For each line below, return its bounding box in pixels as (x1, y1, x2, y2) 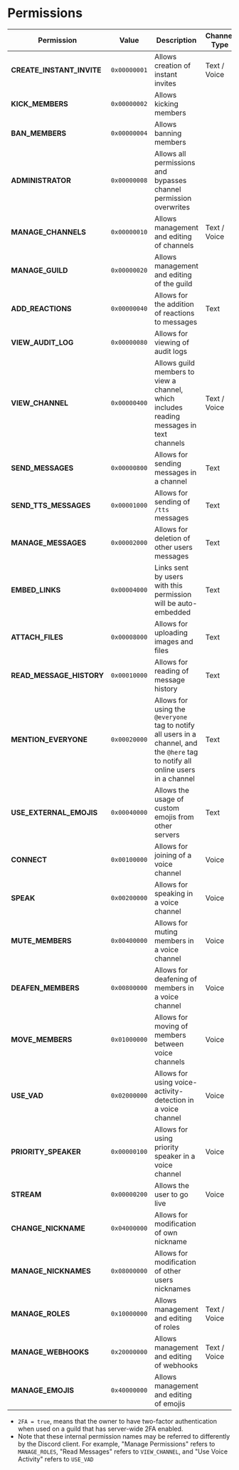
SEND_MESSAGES (11, 463, 74, 473)
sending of (154, 496, 191, 506)
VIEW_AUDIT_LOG (11, 337, 74, 347)
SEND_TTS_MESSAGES (11, 500, 91, 510)
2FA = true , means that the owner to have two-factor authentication (17, 1417, 217, 1425)
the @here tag (154, 746, 198, 756)
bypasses (154, 175, 187, 185)
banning (154, 128, 182, 138)
